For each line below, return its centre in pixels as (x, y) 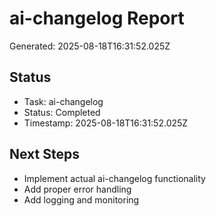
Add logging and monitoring (81, 199)
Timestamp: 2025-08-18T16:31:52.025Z (106, 123)
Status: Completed (62, 112)
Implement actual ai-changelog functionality (114, 178)
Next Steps (44, 154)
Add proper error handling (77, 189)
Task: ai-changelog (63, 101)
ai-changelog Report (97, 18)
